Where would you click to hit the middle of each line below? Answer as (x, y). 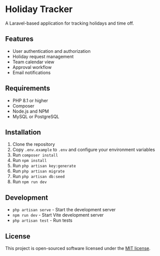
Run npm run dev (30, 182)
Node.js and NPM (31, 111)
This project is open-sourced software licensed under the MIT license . (78, 248)
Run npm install (30, 160)
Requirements (28, 88)
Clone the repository (34, 144)
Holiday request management (43, 56)
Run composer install (35, 155)
